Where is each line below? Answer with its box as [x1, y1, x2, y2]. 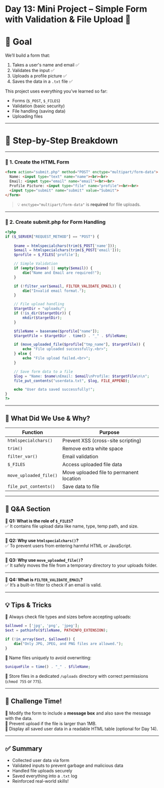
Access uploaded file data [62, 461, 122, 468]
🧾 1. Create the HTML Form [5, 158, 69, 165]
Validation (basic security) [12, 103, 65, 109]
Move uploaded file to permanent [62, 469, 139, 476]
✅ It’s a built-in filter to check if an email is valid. [5, 582, 102, 588]
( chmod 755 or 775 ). [5, 678, 42, 684]
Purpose [99, 429, 120, 435]
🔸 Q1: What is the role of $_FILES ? [5, 518, 74, 524]
